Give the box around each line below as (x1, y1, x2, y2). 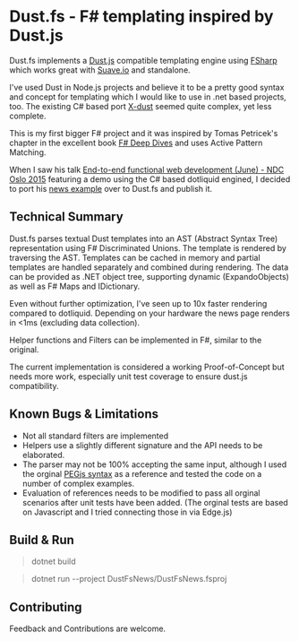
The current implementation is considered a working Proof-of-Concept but (9, 361, 285, 372)
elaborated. (21, 449, 65, 460)
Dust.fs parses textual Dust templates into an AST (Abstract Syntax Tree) (9, 233, 278, 244)
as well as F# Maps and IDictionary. (9, 281, 141, 291)
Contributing (9, 599, 82, 615)
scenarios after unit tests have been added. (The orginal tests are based (21, 497, 288, 507)
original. (9, 343, 39, 355)
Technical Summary (9, 209, 124, 225)
